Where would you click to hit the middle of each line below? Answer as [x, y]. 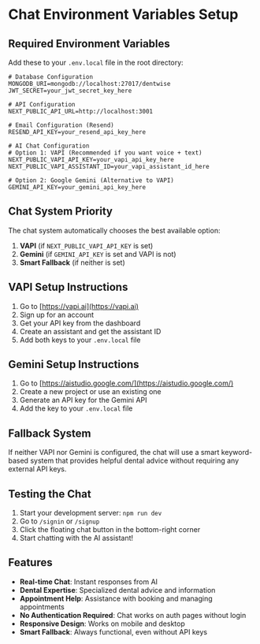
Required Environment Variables [89, 44]
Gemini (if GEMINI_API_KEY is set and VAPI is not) [98, 254]
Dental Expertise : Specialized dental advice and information [117, 590]
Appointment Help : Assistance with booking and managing [116, 598]
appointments [42, 607]
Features [30, 562]
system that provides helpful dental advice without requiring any [134, 461]
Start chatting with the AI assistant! [76, 538]
